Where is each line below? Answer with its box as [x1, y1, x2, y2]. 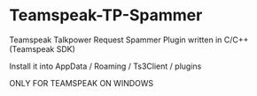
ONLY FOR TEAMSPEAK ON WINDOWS [9, 78, 154, 88]
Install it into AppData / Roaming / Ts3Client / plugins [9, 61, 202, 71]
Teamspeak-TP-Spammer [9, 5, 203, 26]
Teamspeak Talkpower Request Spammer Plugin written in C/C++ [9, 34, 249, 45]
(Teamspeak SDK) [9, 43, 75, 54]
